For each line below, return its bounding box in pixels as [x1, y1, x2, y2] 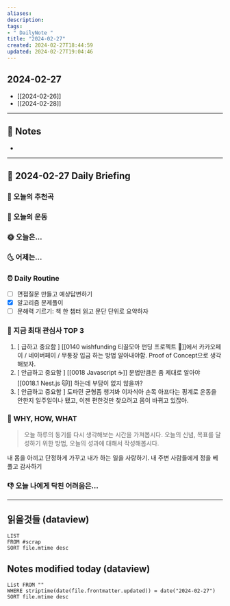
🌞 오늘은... [7, 232, 42, 242]
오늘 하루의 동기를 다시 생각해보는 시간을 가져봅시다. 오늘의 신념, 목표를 [23, 430, 214, 439]
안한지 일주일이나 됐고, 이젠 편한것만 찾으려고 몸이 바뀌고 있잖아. [16, 396, 190, 405]
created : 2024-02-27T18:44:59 [7, 42, 94, 49]
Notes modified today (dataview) [7, 563, 151, 575]
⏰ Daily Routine [7, 273, 60, 283]
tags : [7, 23, 23, 30]
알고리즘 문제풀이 [16, 298, 64, 306]
